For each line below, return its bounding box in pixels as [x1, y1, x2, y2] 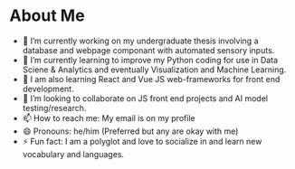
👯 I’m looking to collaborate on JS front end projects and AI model [22, 92, 269, 104]
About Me [9, 5, 85, 26]
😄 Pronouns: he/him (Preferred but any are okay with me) [22, 126, 239, 136]
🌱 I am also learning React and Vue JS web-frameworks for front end [22, 73, 281, 84]
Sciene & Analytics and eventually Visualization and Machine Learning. [22, 64, 287, 75]
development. [22, 83, 74, 94]
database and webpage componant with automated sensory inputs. [22, 44, 275, 55]
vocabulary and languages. [22, 148, 125, 159]
